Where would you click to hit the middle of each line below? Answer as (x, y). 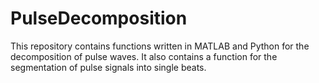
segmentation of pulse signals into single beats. (108, 67)
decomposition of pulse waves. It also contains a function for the (144, 56)
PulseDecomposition (99, 18)
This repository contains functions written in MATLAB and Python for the (160, 46)
